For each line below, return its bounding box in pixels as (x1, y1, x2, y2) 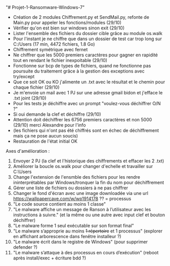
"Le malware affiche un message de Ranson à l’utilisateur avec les (13, 207, 151, 212)
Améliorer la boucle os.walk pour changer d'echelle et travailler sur (13, 163, 153, 169)
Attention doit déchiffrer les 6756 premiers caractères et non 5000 (13, 117, 152, 122)
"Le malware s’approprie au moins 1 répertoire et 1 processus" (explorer (13, 228, 163, 234)
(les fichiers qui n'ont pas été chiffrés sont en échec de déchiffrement (13, 127, 159, 134)
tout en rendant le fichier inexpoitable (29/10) (13, 57, 108, 63)
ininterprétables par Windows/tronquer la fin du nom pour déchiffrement (13, 180, 164, 185)
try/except (13, 74, 35, 79)
